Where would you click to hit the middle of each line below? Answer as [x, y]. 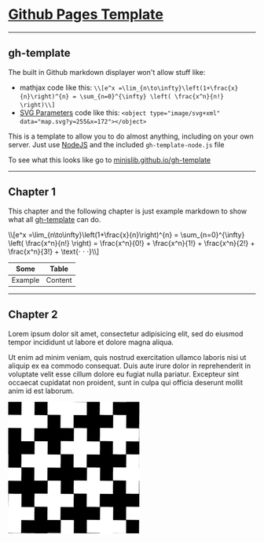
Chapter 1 [32, 192]
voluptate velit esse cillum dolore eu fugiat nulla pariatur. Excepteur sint [124, 374]
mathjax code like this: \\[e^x [67, 87]
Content [59, 280]
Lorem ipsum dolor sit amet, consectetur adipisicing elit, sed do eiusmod [126, 333]
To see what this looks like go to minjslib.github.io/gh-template [110, 160]
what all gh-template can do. [55, 219]
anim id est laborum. [41, 391]
